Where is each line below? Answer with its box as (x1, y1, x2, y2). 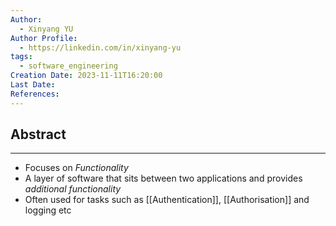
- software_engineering (19, 61, 118, 71)
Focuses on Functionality (24, 162, 129, 174)
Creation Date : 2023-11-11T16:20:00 (10, 71, 163, 81)
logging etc (24, 204, 72, 216)
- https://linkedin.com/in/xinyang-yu (19, 42, 182, 53)
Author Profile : (10, 33, 78, 43)
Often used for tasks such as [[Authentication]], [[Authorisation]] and (24, 194, 310, 206)
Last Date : (10, 80, 56, 90)
